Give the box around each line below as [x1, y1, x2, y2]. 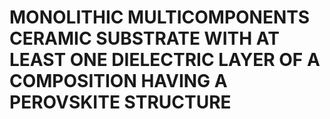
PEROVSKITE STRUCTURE [9, 91, 232, 114]
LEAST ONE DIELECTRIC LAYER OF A [9, 49, 321, 71]
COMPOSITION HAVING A [9, 70, 228, 93]
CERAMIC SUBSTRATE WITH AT [9, 27, 280, 50]
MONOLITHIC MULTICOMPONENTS [9, 6, 311, 29]
